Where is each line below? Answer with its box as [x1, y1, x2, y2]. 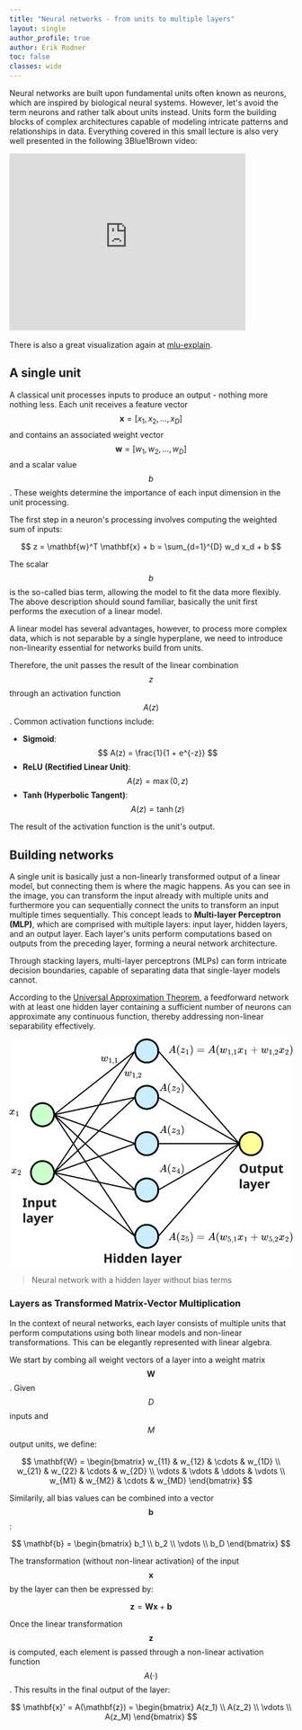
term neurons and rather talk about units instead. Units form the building [9, 107, 277, 117]
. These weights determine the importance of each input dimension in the [9, 487, 281, 498]
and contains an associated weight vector [9, 429, 164, 440]
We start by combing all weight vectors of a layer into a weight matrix [9, 1354, 266, 1365]
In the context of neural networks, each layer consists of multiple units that [9, 1317, 287, 1328]
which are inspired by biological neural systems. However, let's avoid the [9, 97, 279, 108]
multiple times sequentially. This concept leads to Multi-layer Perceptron [9, 909, 281, 921]
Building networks [9, 847, 114, 862]
